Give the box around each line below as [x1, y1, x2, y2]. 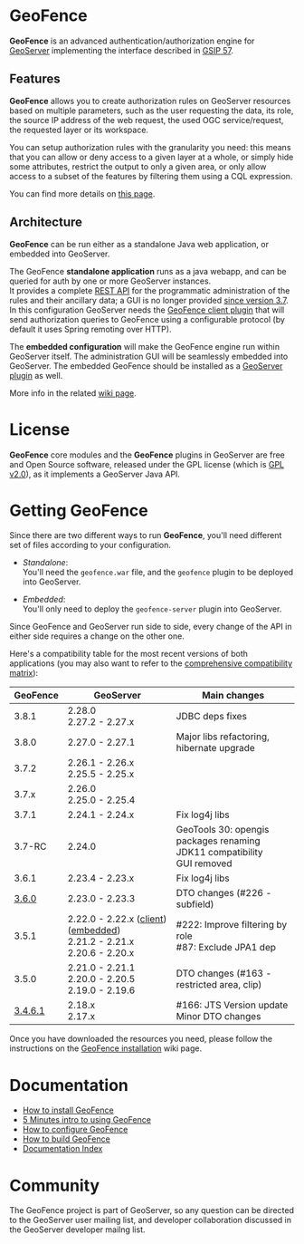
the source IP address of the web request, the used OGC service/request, [9, 114, 284, 125]
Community [9, 1175, 100, 1196]
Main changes [202, 690, 265, 702]
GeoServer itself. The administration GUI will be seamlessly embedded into [9, 351, 289, 362]
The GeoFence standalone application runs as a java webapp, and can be [9, 265, 287, 276]
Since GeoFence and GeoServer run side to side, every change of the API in [9, 622, 292, 632]
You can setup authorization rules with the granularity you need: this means [9, 141, 291, 152]
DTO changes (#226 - [176, 887, 272, 900]
